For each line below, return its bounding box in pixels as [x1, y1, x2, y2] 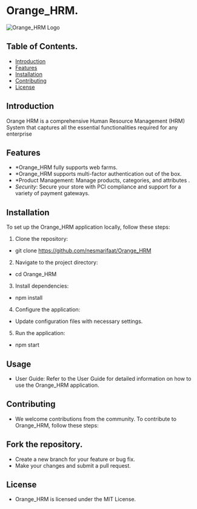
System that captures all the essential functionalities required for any [6, 123, 178, 131]
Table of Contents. [6, 41, 78, 52]
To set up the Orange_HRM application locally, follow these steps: [6, 223, 170, 231]
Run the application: [15, 330, 65, 337]
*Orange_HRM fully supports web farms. [15, 164, 118, 171]
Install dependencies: [15, 282, 69, 289]
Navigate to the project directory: [15, 259, 98, 266]
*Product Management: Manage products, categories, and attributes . [15, 177, 190, 184]
